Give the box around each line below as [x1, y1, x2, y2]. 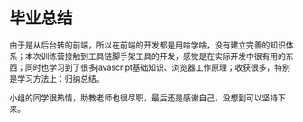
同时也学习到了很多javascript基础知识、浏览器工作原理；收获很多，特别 [24, 62, 291, 73]
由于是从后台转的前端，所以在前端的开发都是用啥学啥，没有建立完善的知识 [9, 39, 286, 50]
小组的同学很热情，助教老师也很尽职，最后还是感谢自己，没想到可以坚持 [9, 91, 278, 103]
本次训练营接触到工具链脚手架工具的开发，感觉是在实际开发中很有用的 [24, 50, 286, 61]
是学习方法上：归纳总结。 [9, 73, 105, 83]
